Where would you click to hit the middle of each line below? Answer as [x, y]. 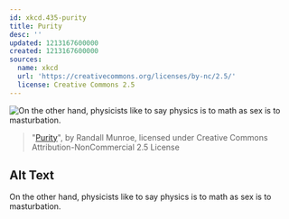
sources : [26, 59]
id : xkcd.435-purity [48, 18]
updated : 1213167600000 [54, 43]
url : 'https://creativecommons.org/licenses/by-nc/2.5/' [127, 77]
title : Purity [36, 26]
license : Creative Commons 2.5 [76, 85]
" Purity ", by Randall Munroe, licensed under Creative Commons [149, 137]
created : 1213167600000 [54, 51]
